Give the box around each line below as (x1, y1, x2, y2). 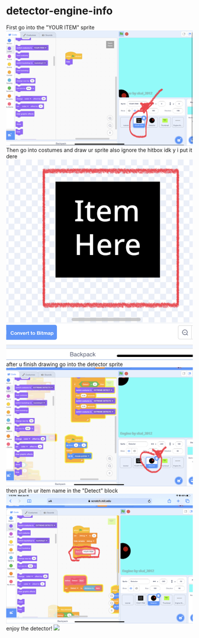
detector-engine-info (6, 4, 113, 18)
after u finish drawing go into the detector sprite (6, 361, 123, 368)
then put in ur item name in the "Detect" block (6, 487, 118, 494)
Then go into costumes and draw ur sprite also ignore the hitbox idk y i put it (6, 146, 192, 154)
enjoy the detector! (6, 624, 53, 632)
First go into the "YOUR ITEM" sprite (6, 24, 95, 31)
